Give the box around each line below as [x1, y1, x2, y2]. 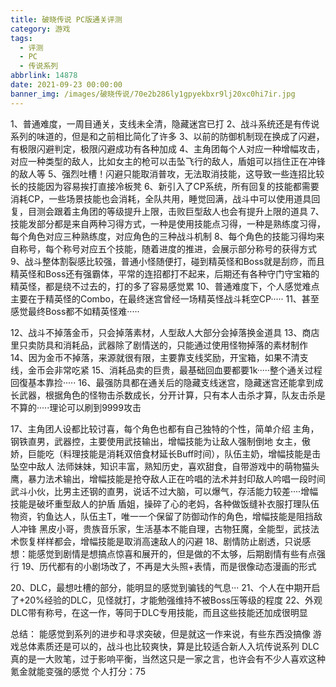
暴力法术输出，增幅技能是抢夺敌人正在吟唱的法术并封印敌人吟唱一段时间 [27, 472, 326, 485]
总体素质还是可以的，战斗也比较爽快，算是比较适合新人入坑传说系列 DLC [18, 640, 320, 652]
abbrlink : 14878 [10, 71, 78, 81]
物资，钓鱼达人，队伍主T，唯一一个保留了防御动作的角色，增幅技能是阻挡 [10, 510, 315, 522]
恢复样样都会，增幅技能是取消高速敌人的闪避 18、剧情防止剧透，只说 [18, 535, 303, 547]
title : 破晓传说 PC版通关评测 [10, 14, 123, 25]
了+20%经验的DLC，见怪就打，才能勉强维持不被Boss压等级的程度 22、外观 [10, 594, 323, 606]
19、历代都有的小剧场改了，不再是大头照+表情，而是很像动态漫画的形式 [21, 560, 317, 572]
